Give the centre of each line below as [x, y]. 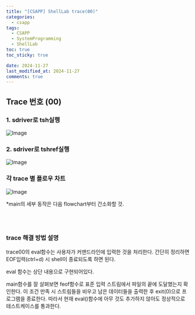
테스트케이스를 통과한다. [34, 306]
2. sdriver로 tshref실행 [38, 149]
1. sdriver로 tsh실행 [33, 119]
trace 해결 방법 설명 [32, 238]
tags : [13, 28]
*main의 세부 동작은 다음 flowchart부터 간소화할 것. [65, 204]
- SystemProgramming [36, 39]
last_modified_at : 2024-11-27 [43, 71]
